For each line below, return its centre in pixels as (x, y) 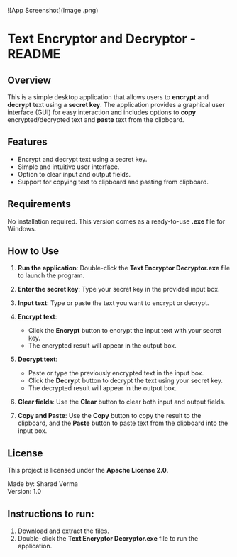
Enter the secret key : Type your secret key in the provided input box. (118, 289)
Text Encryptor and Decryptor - (102, 39)
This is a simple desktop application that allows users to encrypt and (108, 97)
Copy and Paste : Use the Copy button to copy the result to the (109, 416)
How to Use (33, 251)
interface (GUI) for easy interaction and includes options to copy (102, 112)
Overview (29, 80)
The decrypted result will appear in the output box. (103, 388)
